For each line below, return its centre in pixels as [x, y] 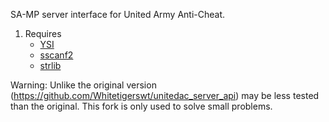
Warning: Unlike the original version [83, 85]
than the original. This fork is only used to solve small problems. [141, 106]
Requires [43, 33]
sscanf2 [56, 55]
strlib [50, 65]
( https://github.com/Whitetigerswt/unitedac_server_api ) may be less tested [165, 95]
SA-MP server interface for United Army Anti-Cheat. [118, 14]
